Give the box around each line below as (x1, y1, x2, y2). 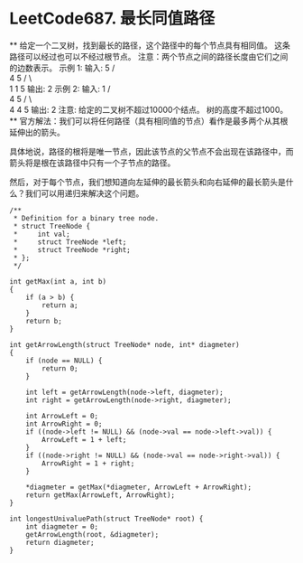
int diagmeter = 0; (25, 521, 99, 531)
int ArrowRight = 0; (25, 419, 103, 428)
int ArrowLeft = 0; (25, 411, 99, 420)
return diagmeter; (25, 538, 95, 547)
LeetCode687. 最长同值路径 (9, 8, 215, 29)
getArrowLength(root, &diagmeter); (25, 530, 160, 539)
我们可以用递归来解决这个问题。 (24, 187, 144, 199)
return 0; (41, 363, 78, 373)
